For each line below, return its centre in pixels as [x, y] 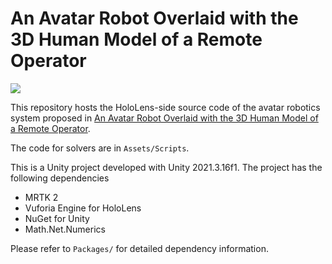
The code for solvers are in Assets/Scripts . [100, 148]
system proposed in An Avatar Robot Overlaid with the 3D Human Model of [164, 118]
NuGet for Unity [57, 218]
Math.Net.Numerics [65, 229]
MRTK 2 [41, 197]
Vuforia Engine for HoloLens [83, 208]
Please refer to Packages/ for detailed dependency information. [139, 248]
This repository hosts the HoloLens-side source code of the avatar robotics [165, 107]
